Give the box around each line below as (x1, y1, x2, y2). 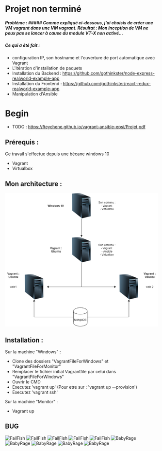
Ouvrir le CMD (12, 379, 41, 385)
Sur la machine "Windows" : (5, 349, 61, 355)
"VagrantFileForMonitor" (12, 363, 61, 369)
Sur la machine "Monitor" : (5, 399, 58, 405)
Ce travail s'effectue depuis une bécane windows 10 (5, 151, 110, 157)
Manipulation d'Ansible (12, 91, 58, 97)
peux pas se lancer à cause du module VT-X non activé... (5, 30, 124, 36)
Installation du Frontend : (12, 80, 62, 86)
